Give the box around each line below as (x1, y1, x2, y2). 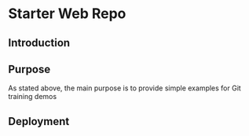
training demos (8, 92, 57, 101)
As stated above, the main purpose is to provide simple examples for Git (8, 83, 241, 93)
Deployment (8, 115, 70, 128)
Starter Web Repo (8, 5, 126, 23)
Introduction (8, 36, 71, 50)
